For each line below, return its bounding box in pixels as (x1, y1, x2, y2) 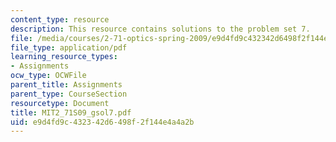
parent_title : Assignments (10, 80, 123, 90)
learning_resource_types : (10, 52, 118, 62)
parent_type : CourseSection (10, 89, 128, 99)
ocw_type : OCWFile (10, 71, 87, 81)
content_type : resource (10, 14, 110, 25)
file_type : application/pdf (10, 42, 128, 53)
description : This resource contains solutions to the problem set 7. (10, 24, 311, 34)
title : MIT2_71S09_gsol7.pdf (10, 107, 132, 118)
